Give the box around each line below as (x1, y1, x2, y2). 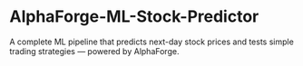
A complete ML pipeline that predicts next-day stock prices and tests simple (9, 36, 295, 47)
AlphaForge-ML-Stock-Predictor (9, 6, 259, 27)
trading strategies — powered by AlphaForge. (9, 45, 180, 56)
